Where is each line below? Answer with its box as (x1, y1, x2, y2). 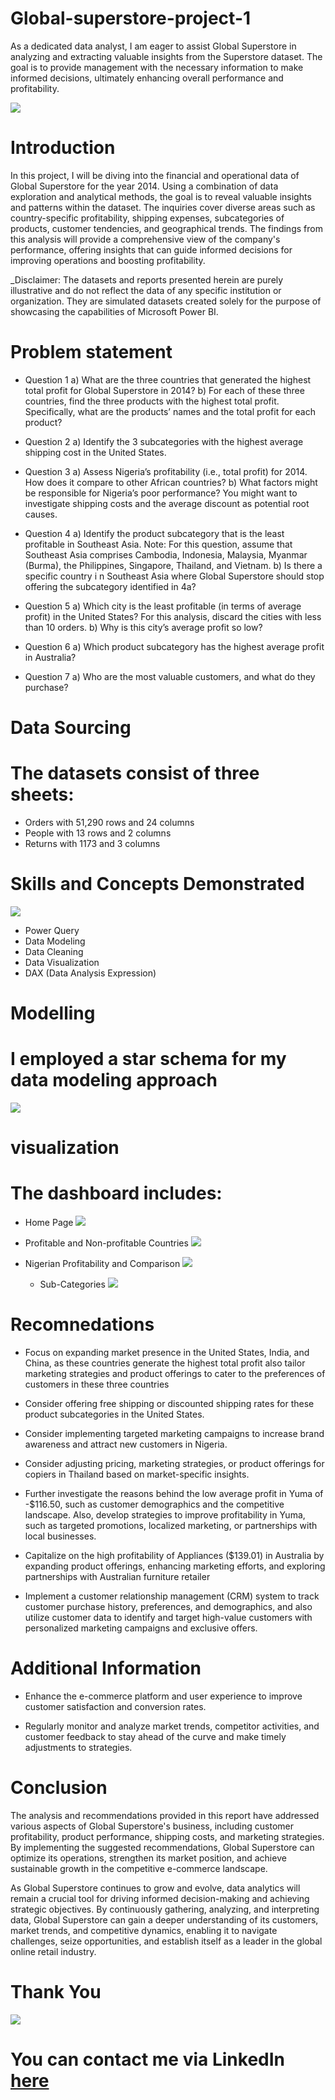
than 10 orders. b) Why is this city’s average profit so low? (24, 621, 263, 633)
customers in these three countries (24, 1378, 170, 1391)
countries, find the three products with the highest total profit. (24, 395, 280, 407)
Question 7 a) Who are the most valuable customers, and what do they (24, 670, 316, 682)
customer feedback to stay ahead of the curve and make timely (24, 1731, 287, 1742)
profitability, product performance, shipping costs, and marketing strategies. (10, 1830, 325, 1842)
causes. (24, 508, 58, 520)
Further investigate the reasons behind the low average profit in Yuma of (24, 1488, 324, 1500)
